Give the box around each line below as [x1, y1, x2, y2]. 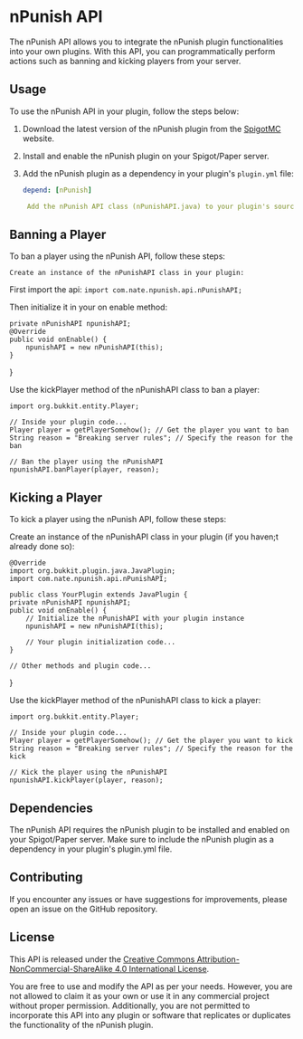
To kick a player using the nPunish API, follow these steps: [9, 514, 227, 525]
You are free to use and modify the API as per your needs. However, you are [9, 980, 293, 992]
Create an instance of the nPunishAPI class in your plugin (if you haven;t [9, 531, 279, 542]
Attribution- [196, 953, 240, 965]
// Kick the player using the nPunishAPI [9, 767, 168, 777]
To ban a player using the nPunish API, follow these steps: [9, 251, 226, 262]
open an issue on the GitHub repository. [9, 903, 158, 914]
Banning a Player [9, 226, 107, 242]
